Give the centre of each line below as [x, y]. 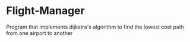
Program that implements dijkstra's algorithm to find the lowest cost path [95, 27]
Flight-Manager [45, 11]
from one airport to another [39, 33]
